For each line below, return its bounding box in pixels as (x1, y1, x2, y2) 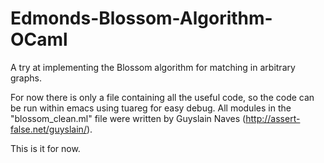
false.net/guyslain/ (10, 123, 87, 135)
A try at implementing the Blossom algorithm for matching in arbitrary (10, 61, 296, 73)
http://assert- (245, 112, 301, 124)
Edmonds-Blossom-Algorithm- (10, 7, 273, 30)
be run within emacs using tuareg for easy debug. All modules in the (10, 102, 292, 114)
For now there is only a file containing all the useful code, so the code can (10, 91, 315, 103)
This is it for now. (10, 142, 81, 154)
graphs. (10, 72, 42, 84)
